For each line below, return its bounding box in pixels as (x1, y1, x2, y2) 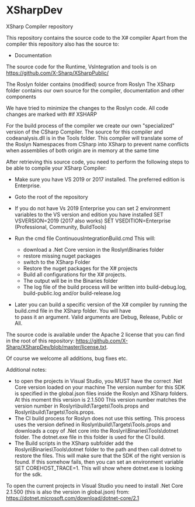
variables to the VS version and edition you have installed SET (14, 211, 163, 218)
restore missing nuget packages (23, 252, 101, 259)
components (6, 93, 37, 100)
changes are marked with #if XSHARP (6, 111, 97, 118)
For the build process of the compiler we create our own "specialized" (6, 122, 175, 129)
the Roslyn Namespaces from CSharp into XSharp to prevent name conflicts (6, 141, 189, 148)
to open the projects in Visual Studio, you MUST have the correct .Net (14, 377, 183, 384)
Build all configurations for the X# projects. (23, 270, 127, 278)
